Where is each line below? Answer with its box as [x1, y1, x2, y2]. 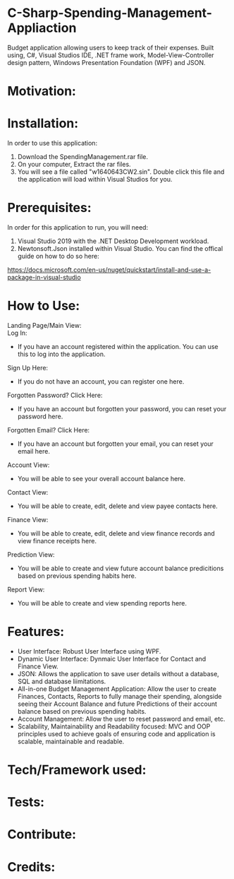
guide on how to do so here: [17, 252, 100, 260]
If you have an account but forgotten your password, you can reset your [17, 404, 227, 413]
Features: [7, 624, 65, 640]
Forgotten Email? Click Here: [7, 425, 90, 434]
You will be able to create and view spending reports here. [17, 598, 187, 607]
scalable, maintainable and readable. [17, 737, 125, 745]
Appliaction [7, 20, 77, 36]
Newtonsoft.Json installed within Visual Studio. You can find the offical [17, 244, 223, 252]
